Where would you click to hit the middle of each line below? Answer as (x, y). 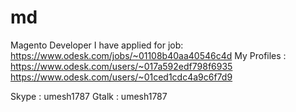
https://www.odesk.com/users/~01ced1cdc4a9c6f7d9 (121, 77)
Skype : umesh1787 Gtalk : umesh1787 (89, 96)
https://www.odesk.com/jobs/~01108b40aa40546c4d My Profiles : (148, 55)
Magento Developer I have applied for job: (97, 45)
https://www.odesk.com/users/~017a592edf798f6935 (121, 66)
